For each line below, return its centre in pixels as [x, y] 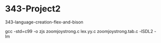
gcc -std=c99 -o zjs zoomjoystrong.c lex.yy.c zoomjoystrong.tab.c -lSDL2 [79, 31]
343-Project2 [33, 9]
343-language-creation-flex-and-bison [44, 22]
